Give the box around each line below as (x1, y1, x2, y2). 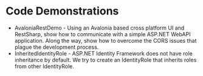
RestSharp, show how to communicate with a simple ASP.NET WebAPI (14, 30, 191, 37)
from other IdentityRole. (14, 62, 74, 70)
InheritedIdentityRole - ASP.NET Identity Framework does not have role (14, 49, 193, 57)
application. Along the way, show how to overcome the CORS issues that (14, 37, 197, 44)
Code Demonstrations (5, 4, 119, 18)
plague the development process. (14, 43, 99, 51)
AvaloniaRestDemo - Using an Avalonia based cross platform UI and (14, 24, 185, 31)
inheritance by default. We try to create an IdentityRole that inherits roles (14, 56, 197, 63)
